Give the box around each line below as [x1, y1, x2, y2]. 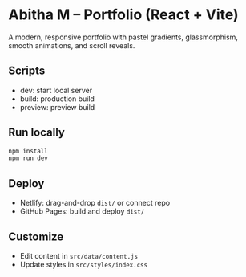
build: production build [19, 94, 95, 104]
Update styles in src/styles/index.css [19, 259, 148, 269]
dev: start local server [19, 85, 93, 95]
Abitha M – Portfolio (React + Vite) [8, 6, 239, 24]
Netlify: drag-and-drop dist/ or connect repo [19, 198, 171, 208]
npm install [8, 147, 48, 155]
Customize [8, 230, 64, 243]
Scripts [8, 64, 46, 78]
